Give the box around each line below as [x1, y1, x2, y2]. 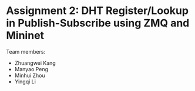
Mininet [6, 29, 45, 42]
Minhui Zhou [14, 72, 45, 79]
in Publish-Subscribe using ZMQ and [6, 16, 190, 30]
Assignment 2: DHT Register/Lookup [6, 4, 189, 17]
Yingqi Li [14, 78, 36, 85]
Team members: [6, 48, 46, 55]
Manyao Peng [14, 65, 49, 72]
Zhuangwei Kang [14, 60, 56, 66]
